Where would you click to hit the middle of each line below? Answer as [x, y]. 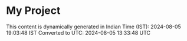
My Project [33, 11]
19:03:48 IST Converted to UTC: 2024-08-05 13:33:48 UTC [78, 32]
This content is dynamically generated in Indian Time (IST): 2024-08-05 [93, 27]
